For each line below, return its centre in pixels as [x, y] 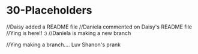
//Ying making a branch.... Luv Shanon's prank [64, 45]
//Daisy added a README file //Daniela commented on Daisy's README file [99, 27]
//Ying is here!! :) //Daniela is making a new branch [69, 33]
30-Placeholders [49, 10]
